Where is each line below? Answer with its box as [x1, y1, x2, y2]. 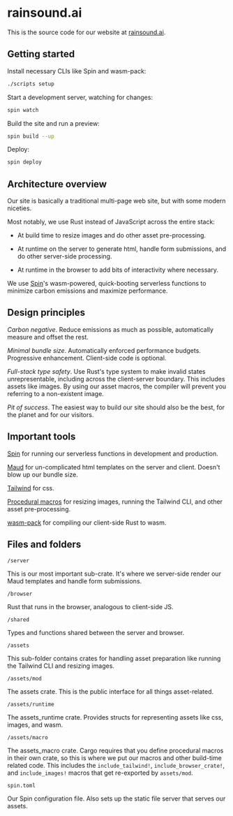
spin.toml [7, 782, 36, 789]
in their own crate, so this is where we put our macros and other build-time [7, 753, 222, 762]
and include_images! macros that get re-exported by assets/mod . [7, 768, 193, 777]
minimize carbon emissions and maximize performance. [7, 286, 168, 295]
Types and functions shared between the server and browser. [7, 628, 185, 636]
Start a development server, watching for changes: [7, 93, 153, 101]
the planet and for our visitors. [7, 410, 94, 418]
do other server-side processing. [17, 252, 112, 261]
